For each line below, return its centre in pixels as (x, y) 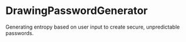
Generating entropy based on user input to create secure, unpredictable (93, 27)
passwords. (19, 33)
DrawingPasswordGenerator (77, 11)
